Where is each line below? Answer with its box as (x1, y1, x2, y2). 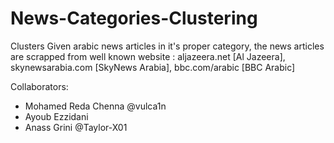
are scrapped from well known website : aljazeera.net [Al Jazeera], (10, 50, 286, 62)
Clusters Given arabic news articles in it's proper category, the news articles (10, 40, 325, 52)
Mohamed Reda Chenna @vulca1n (24, 100, 167, 112)
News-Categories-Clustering (10, 7, 258, 30)
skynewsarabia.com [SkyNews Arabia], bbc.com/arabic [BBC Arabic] (10, 61, 296, 73)
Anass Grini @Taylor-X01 (24, 121, 128, 133)
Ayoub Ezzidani (24, 110, 89, 122)
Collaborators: (10, 80, 69, 92)
